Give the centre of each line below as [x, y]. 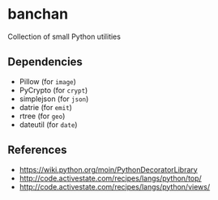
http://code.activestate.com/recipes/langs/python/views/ [115, 186]
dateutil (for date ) [48, 124]
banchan [38, 14]
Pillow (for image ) [47, 81]
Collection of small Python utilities [64, 36]
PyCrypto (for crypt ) [53, 90]
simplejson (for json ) [54, 99]
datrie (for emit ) [45, 107]
